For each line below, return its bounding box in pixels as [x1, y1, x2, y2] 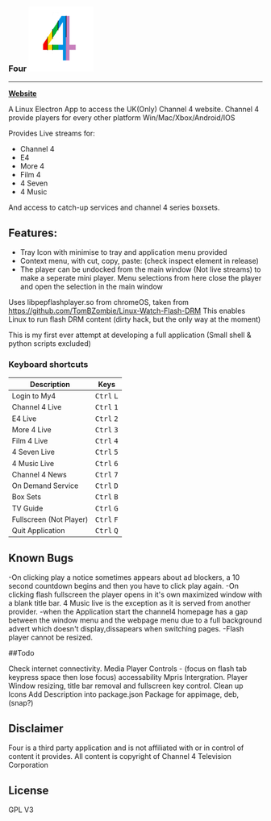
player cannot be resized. [8, 632, 93, 643]
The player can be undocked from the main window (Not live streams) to [19, 265, 261, 274]
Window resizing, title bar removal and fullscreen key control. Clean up [8, 681, 244, 691]
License [8, 783, 49, 797]
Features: [8, 226, 58, 240]
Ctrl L [94, 392, 119, 401]
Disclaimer [8, 721, 64, 736]
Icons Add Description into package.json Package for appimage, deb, [8, 690, 240, 699]
